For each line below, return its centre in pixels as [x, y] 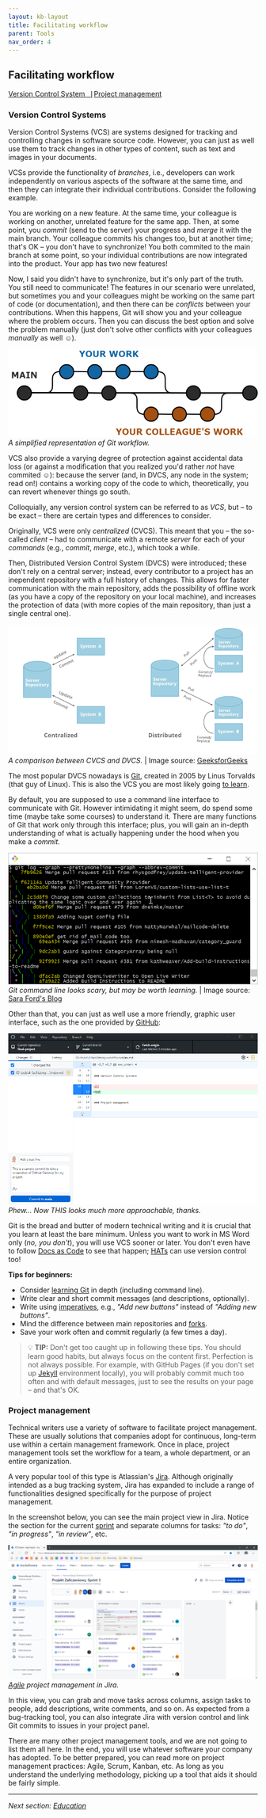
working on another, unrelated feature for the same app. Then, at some [124, 222]
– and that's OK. [54, 1390]
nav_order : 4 [30, 42]
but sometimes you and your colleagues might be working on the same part [131, 296]
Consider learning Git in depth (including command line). [112, 1290]
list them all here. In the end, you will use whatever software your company [130, 1749]
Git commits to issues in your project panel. [79, 1725]
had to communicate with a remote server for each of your [150, 539]
